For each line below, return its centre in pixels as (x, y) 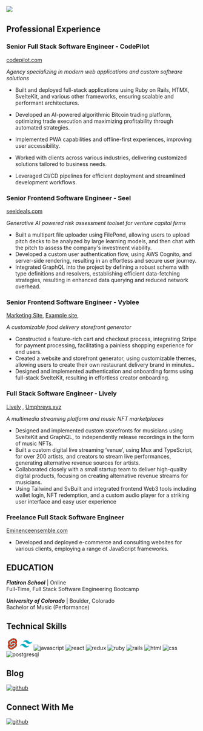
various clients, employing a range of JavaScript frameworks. (92, 549)
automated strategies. (42, 127)
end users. (28, 352)
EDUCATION (30, 568)
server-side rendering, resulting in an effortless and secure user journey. (106, 260)
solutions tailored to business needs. (61, 164)
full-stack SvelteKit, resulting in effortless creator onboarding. (92, 378)
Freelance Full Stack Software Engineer (65, 517)
